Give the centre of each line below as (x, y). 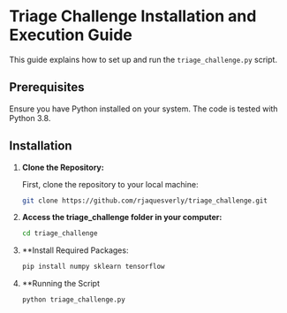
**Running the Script (60, 284)
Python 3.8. (30, 118)
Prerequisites (47, 87)
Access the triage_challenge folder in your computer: (122, 218)
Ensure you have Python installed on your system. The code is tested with (143, 109)
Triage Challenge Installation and (133, 16)
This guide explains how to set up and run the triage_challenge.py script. (143, 59)
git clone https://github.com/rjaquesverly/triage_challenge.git (144, 201)
